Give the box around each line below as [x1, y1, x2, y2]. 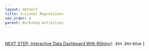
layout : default [5, 7, 38, 12]
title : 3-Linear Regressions [5, 11, 64, 16]
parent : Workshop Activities [5, 20, 64, 25]
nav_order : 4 [5, 16, 31, 20]
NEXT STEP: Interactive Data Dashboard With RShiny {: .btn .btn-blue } [5, 41, 145, 47]
